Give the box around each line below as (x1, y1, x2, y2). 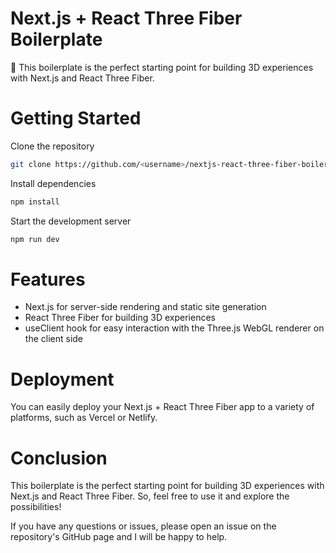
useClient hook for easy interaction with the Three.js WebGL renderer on (24, 322, 325, 334)
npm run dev (10, 234, 60, 244)
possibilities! (10, 501, 62, 513)
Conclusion (10, 447, 108, 469)
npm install (10, 197, 60, 207)
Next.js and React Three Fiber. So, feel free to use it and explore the (10, 490, 290, 502)
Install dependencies (10, 177, 97, 189)
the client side (24, 333, 83, 345)
